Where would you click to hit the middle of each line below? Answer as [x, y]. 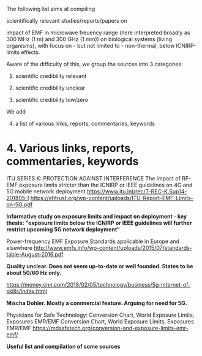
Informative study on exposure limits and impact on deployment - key [97, 216]
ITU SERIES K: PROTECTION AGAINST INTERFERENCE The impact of [93, 178]
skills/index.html [27, 291]
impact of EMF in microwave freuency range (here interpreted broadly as [98, 33]
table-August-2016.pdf [35, 254]
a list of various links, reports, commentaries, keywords [85, 123]
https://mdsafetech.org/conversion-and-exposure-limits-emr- [110, 328]
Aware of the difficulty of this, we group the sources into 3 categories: [95, 64]
